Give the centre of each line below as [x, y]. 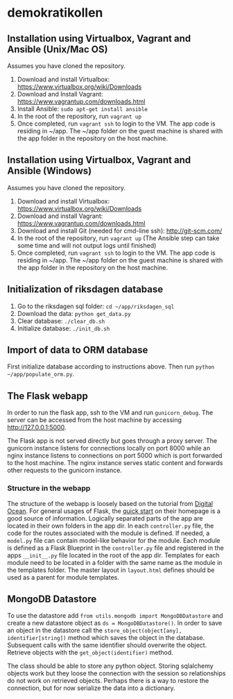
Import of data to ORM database [78, 350]
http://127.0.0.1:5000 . [37, 428]
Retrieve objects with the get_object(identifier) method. [90, 652]
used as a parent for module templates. [63, 577]
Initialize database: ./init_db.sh [63, 328]
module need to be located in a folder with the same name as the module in [115, 562]
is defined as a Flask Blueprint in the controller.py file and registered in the [115, 548]
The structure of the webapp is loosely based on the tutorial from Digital [110, 503]
